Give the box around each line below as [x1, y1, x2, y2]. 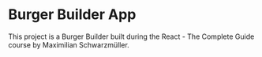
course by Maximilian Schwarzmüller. [8, 40, 130, 49]
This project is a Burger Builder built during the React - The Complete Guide [8, 32, 255, 41]
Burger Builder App [8, 6, 137, 24]
